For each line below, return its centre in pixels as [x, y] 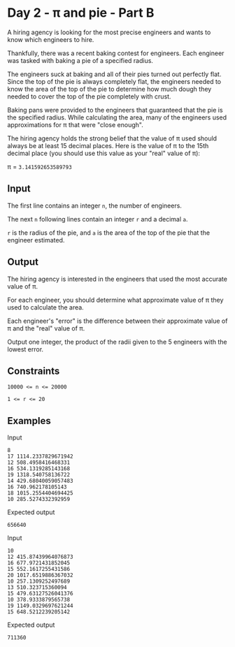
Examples [29, 421]
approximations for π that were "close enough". [75, 124]
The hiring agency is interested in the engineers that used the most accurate [117, 279]
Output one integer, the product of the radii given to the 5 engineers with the [117, 342]
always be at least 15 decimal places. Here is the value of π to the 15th [108, 145]
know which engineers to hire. [51, 39]
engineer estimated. [36, 240]
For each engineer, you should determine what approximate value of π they [115, 300]
